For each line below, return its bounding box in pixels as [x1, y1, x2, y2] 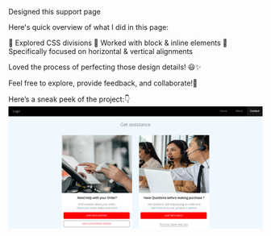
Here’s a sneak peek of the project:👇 [8, 94, 131, 104]
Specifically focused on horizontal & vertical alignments [8, 47, 194, 56]
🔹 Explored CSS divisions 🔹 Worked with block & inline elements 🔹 [8, 38, 228, 48]
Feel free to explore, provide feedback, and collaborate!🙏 [8, 78, 198, 88]
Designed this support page [8, 7, 101, 16]
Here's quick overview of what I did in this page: [8, 23, 169, 31]
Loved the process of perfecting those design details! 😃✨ [8, 62, 202, 72]
